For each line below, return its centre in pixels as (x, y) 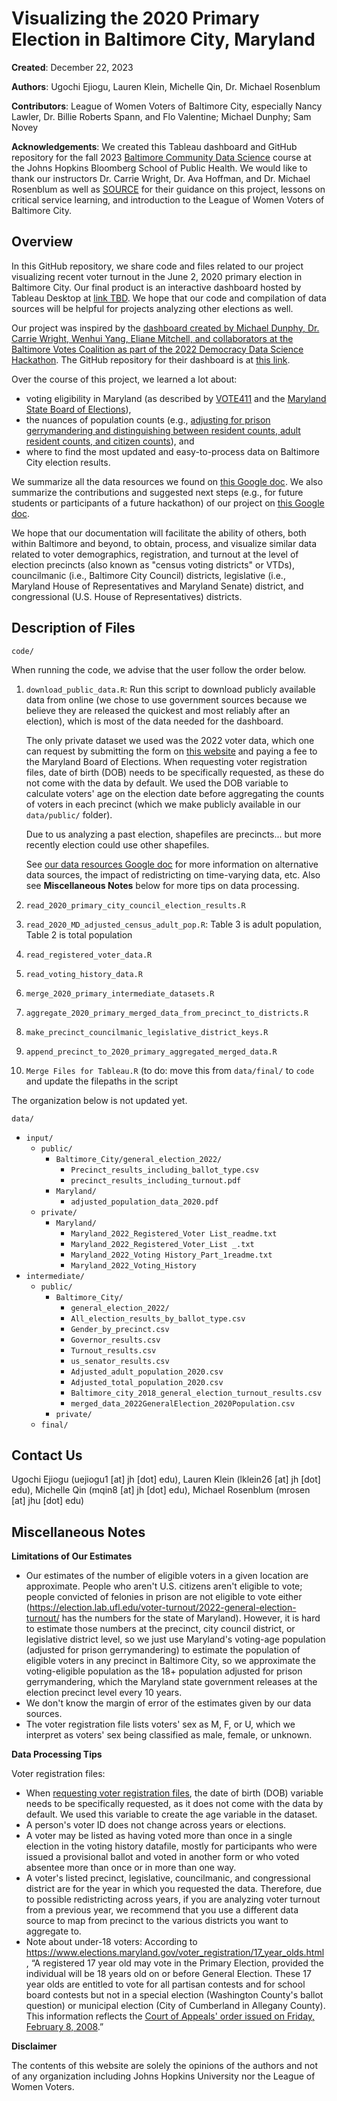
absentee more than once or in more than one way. (131, 1868)
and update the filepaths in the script (102, 1081)
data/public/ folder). (69, 814)
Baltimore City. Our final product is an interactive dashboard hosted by (156, 287)
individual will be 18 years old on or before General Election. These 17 (168, 1974)
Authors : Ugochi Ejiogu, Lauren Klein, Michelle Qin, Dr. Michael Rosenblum (166, 86)
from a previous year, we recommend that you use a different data (162, 1910)
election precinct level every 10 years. (104, 1693)
